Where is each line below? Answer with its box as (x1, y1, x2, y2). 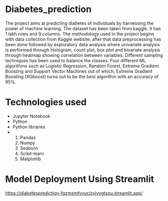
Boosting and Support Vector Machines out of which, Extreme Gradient (5, 68, 152, 74)
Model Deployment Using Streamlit (5, 173, 154, 185)
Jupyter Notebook (12, 113, 50, 119)
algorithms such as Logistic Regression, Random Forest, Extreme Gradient (5, 63, 159, 69)
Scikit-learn (20, 150, 44, 156)
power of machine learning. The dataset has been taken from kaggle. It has (5, 25, 161, 31)
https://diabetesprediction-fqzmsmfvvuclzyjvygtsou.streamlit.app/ (5, 190, 143, 196)
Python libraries (12, 124, 46, 130)
